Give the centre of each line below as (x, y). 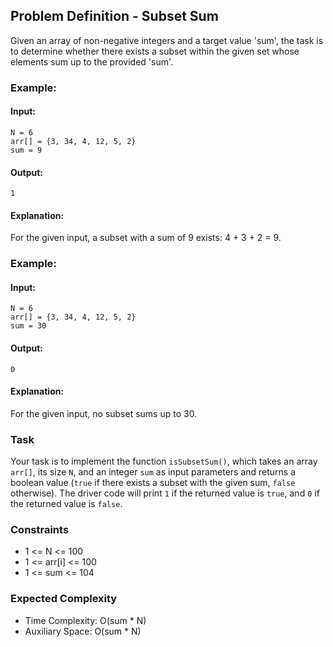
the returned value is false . (66, 504)
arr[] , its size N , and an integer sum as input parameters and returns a (153, 472)
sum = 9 (26, 150)
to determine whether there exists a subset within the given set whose (155, 51)
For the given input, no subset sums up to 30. (104, 413)
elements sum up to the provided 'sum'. (92, 61)
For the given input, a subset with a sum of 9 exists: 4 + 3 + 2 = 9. (146, 238)
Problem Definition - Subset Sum (114, 16)
